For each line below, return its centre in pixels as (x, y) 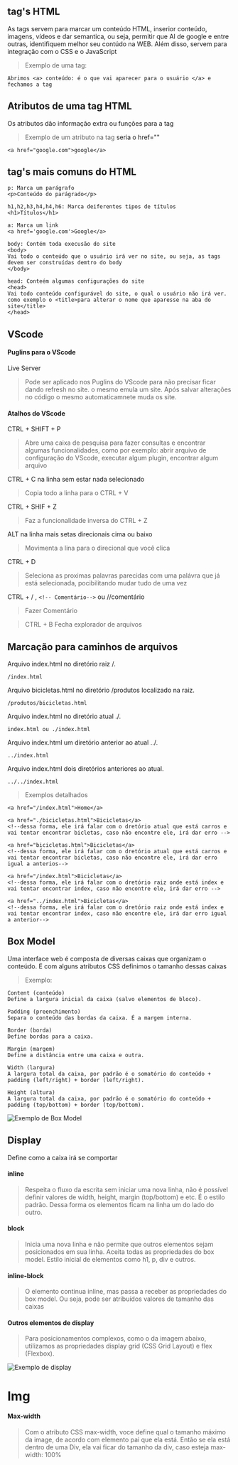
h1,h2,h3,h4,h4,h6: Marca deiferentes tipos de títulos (92, 207)
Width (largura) (31, 1067)
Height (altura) (31, 1092)
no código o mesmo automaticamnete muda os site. (101, 397)
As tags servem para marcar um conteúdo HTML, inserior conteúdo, (107, 28)
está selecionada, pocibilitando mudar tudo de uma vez (106, 583)
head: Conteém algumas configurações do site (76, 281)
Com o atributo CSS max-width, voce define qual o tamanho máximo (125, 1432)
